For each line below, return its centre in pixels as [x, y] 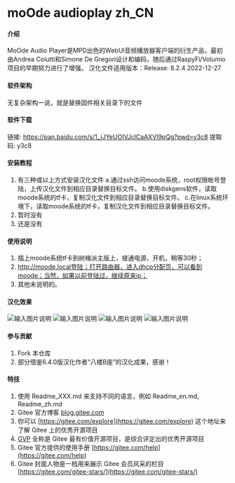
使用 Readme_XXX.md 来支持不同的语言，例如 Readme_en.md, [108, 396]
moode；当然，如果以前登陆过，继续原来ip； [82, 276]
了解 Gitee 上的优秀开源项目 [58, 430]
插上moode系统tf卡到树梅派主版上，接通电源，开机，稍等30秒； [110, 258]
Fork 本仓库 [34, 353]
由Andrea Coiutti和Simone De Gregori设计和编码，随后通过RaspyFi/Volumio [116, 59]
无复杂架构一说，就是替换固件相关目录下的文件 [75, 102]
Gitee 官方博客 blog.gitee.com [61, 412]
